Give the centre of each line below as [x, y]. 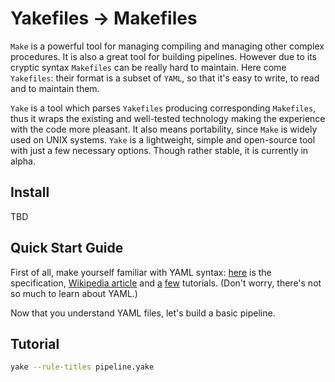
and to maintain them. [55, 88]
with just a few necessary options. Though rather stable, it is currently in [159, 150]
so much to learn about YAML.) [74, 293]
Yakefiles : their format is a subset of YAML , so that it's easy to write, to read [165, 78]
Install [30, 192]
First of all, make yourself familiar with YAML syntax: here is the [141, 272]
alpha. [23, 161]
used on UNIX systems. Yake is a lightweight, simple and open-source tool [163, 139]
